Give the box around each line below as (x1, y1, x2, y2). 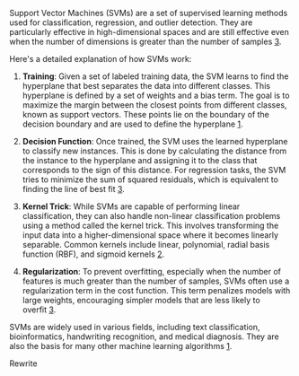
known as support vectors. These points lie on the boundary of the (22, 109, 269, 119)
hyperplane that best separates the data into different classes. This (22, 81, 271, 91)
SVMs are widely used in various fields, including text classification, (9, 322, 260, 332)
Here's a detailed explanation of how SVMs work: (9, 54, 192, 64)
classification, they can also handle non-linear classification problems (22, 211, 281, 221)
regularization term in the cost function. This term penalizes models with (22, 285, 291, 295)
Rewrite (9, 358, 38, 369)
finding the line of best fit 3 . (22, 184, 126, 194)
